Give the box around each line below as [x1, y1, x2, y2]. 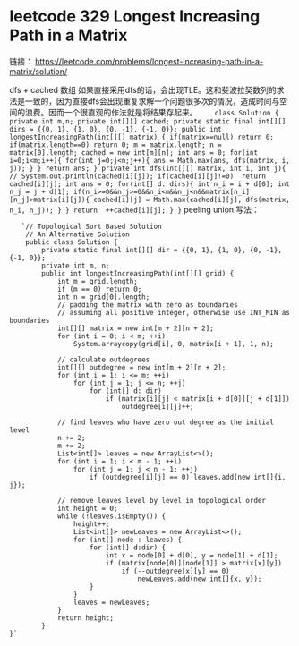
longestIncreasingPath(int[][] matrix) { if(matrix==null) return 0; [9, 132, 275, 141]
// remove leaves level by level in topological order [56, 496, 267, 505]
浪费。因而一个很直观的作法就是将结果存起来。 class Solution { [24, 106, 279, 117]
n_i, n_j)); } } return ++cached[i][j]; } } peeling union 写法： [9, 204, 260, 215]
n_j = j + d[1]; [9, 187, 70, 196]
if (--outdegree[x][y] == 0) [121, 566, 230, 575]
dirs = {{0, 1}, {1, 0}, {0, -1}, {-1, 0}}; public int [9, 124, 222, 133]
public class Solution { [25, 237, 118, 247]
